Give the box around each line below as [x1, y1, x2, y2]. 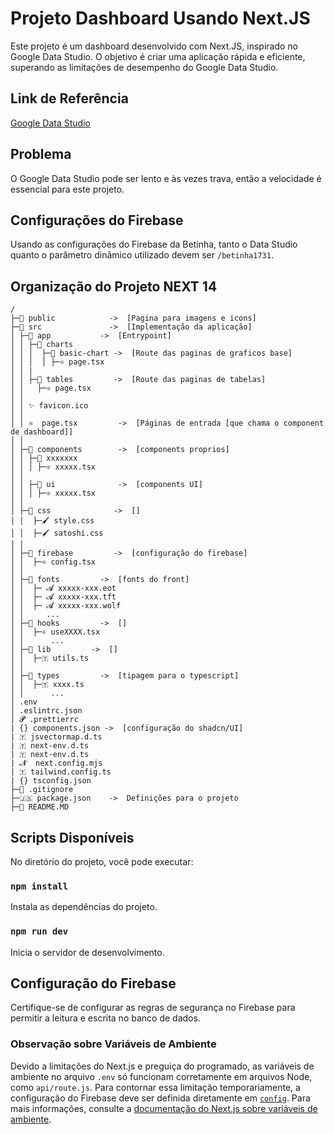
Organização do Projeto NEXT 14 [10, 278, 218, 295]
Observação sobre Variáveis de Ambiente [10, 1037, 217, 1051]
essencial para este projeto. [10, 183, 125, 195]
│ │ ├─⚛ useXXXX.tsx [10, 627, 101, 637]
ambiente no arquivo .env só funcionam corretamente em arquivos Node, [10, 1070, 313, 1082]
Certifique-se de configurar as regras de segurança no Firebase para [10, 1002, 296, 1014]
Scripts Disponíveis [10, 829, 135, 846]
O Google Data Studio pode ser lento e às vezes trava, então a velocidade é [10, 172, 322, 184]
